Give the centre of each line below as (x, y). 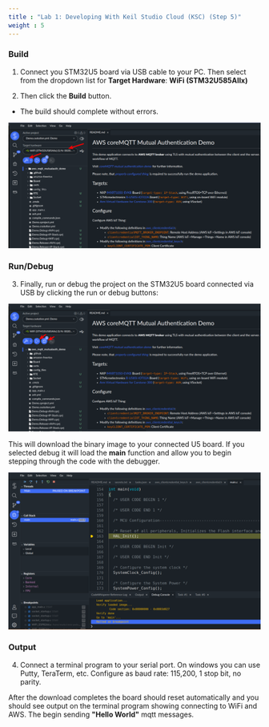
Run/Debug (31, 267)
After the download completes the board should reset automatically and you (134, 697)
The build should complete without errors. (89, 111)
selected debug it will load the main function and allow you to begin (120, 452)
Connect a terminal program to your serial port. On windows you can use (140, 665)
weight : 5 (26, 25)
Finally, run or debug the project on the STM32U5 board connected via (137, 283)
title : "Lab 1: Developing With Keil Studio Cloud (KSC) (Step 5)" (125, 17)
